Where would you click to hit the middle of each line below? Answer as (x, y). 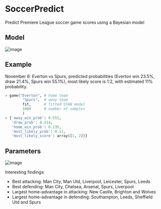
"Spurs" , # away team (45, 100)
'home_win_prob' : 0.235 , (37, 127)
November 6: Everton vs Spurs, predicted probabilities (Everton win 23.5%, (80, 76)
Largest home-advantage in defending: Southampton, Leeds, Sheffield (82, 197)
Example (18, 65)
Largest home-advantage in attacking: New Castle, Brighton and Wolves (84, 192)
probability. (16, 86)
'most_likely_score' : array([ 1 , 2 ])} (50, 136)
